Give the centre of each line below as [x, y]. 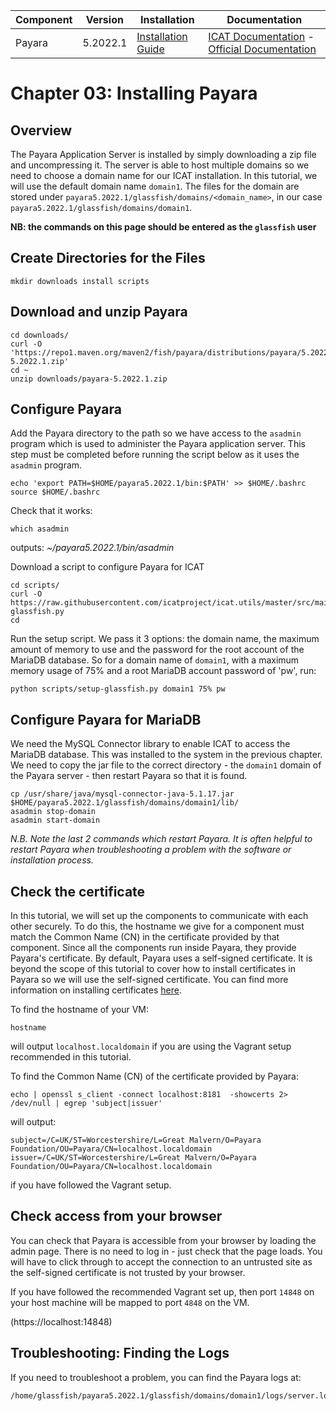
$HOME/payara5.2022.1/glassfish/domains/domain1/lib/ [125, 803]
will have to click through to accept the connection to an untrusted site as [161, 1261]
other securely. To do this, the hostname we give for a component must [157, 926]
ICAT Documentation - [261, 36]
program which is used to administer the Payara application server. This [158, 444]
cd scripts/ [35, 585]
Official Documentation [262, 49]
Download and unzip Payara [99, 312]
